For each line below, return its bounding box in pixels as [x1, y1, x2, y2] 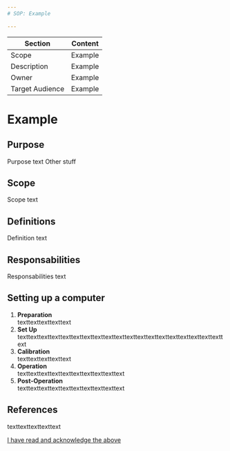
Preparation [17, 310, 52, 318]
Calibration [17, 347, 50, 356]
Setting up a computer [7, 292, 106, 304]
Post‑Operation [17, 376, 64, 385]
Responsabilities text [7, 272, 66, 280]
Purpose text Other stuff [7, 157, 76, 166]
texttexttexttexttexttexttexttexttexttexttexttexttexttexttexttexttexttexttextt [17, 332, 223, 340]
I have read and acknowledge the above [7, 436, 122, 444]
